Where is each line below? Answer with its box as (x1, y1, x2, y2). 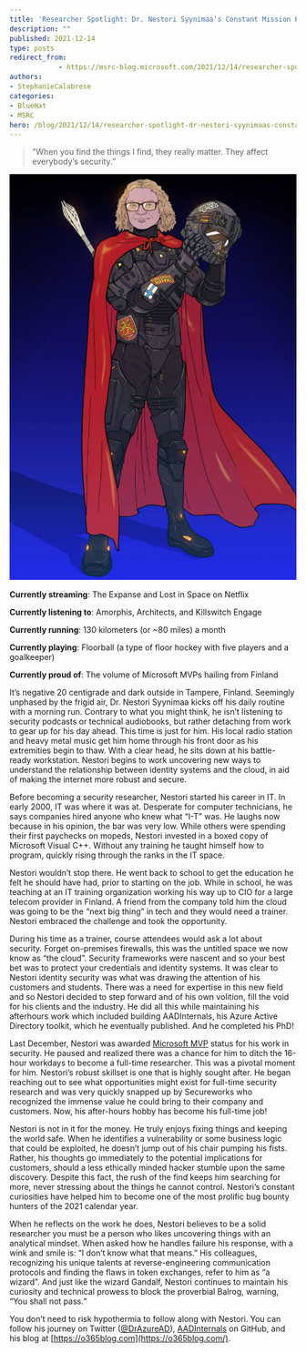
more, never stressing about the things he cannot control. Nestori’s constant (9, 1182, 296, 1193)
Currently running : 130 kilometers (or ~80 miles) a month (9, 625, 226, 636)
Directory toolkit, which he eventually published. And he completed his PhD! (9, 1021, 294, 1032)
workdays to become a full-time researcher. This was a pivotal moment (28, 1057, 296, 1069)
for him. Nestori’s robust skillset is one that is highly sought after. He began (9, 1067, 291, 1078)
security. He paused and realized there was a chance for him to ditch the (9, 1048, 282, 1059)
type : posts (9, 44, 55, 53)
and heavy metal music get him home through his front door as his (9, 736, 259, 747)
